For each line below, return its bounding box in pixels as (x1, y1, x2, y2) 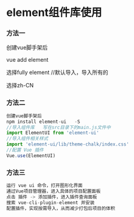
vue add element (6, 56, 49, 64)
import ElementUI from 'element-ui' (6, 130, 99, 136)
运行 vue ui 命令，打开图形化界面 (6, 183, 83, 189)
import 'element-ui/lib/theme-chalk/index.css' (6, 141, 130, 147)
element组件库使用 (6, 6, 102, 20)
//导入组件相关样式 (6, 136, 49, 142)
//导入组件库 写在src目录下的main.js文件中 (6, 124, 111, 130)
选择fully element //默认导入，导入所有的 (6, 68, 108, 76)
